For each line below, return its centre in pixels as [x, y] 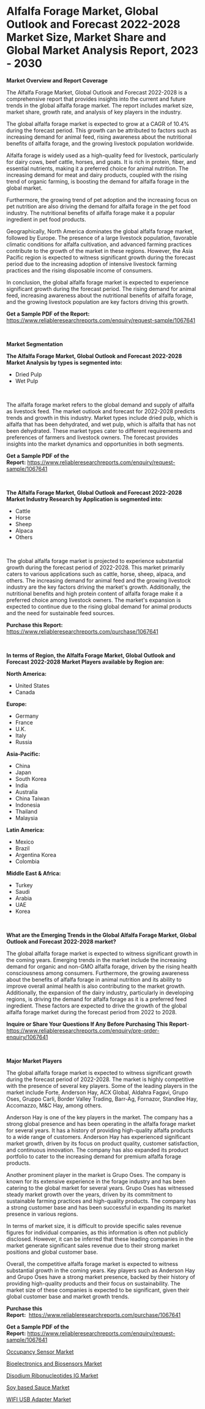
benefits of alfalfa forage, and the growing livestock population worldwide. [100, 143]
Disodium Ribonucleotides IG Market [52, 1375]
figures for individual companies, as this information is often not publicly [97, 1232]
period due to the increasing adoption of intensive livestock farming [92, 264]
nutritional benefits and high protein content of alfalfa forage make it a [95, 593]
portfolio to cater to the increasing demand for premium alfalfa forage [94, 1156]
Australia [26, 792]
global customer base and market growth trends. [68, 1296]
